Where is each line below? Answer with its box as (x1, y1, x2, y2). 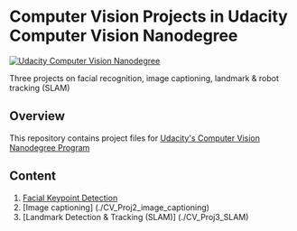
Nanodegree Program (9, 142, 90, 152)
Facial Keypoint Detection (22, 192, 118, 203)
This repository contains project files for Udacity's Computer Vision (9, 133, 260, 143)
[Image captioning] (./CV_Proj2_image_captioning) (22, 201, 210, 213)
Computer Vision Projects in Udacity (9, 6, 289, 27)
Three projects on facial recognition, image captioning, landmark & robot (9, 72, 280, 83)
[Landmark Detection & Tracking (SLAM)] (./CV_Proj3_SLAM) (22, 211, 249, 222)
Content (9, 169, 57, 184)
